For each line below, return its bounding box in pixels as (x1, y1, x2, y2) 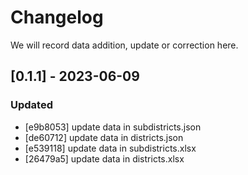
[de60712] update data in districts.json (24, 131, 184, 143)
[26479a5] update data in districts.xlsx (24, 152, 185, 165)
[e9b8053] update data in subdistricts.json (24, 121, 202, 133)
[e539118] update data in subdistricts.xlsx (24, 142, 197, 154)
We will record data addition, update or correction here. (10, 39, 239, 51)
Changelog (10, 6, 104, 29)
